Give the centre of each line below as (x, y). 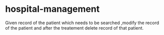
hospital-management (52, 9)
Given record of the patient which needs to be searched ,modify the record (82, 23)
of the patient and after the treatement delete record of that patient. (74, 28)
